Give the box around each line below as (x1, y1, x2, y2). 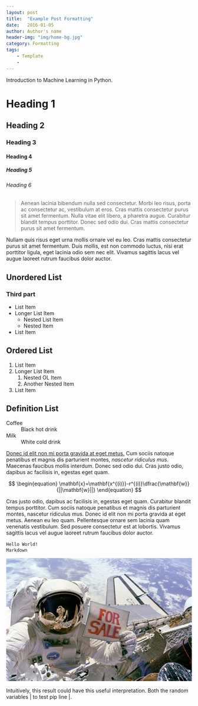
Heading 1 (6, 97, 56, 111)
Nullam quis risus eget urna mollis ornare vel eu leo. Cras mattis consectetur (6, 237, 192, 244)
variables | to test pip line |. (6, 693, 72, 700)
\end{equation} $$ (97, 486, 142, 493)
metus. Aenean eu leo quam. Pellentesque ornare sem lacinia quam (6, 516, 170, 523)
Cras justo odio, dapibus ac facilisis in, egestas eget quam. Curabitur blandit (6, 497, 192, 505)
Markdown (6, 547, 28, 553)
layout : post (6, 9, 38, 15)
